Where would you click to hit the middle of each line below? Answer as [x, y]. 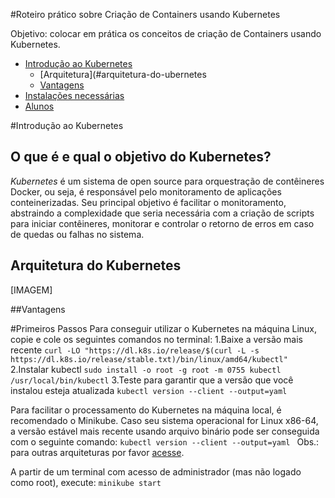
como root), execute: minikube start [86, 482]
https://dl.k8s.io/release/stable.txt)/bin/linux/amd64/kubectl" [149, 359]
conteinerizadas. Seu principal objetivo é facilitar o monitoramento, [148, 202]
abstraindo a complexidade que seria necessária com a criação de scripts [162, 213]
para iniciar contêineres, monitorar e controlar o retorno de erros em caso [162, 223]
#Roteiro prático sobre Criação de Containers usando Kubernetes [145, 14]
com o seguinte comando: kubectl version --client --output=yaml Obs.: [165, 441]
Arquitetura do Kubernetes [96, 265]
